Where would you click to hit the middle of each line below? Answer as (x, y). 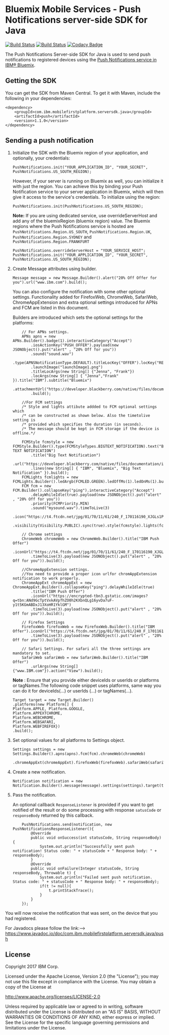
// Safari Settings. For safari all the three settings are (86, 649)
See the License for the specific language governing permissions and (77, 1022)
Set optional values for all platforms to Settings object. (69, 740)
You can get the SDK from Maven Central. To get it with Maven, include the (83, 93)
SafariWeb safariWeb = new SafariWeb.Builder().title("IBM (85, 657)
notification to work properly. (46, 578)
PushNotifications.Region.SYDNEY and (52, 237)
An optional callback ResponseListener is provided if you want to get (83, 804)
